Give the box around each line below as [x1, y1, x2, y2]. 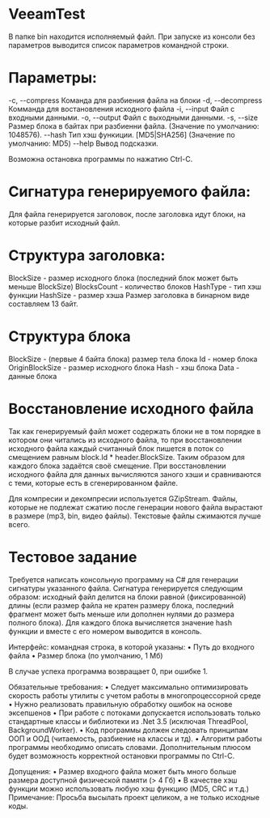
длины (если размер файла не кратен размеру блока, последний [8, 600, 234, 610]
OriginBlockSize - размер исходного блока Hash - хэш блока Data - [8, 362, 240, 373]
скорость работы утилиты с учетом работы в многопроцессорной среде [8, 690, 261, 701]
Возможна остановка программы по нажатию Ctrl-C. [8, 154, 193, 164]
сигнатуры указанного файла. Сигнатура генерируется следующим [8, 583, 243, 593]
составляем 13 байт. [8, 299, 78, 309]
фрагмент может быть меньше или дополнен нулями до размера [8, 609, 234, 619]
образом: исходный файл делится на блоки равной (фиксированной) [8, 592, 247, 602]
